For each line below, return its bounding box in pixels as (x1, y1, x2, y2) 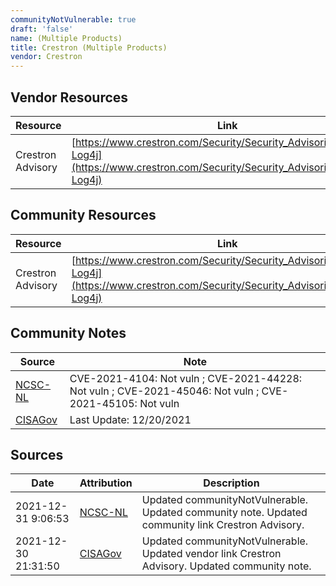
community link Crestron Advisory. (141, 518, 305, 532)
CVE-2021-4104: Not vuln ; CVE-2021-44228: (69, 371, 303, 385)
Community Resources (10, 207, 157, 224)
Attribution (79, 476, 133, 490)
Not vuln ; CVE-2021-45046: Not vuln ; (69, 384, 260, 398)
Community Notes (10, 325, 127, 342)
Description (203, 476, 260, 490)
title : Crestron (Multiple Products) (10, 42, 168, 53)
